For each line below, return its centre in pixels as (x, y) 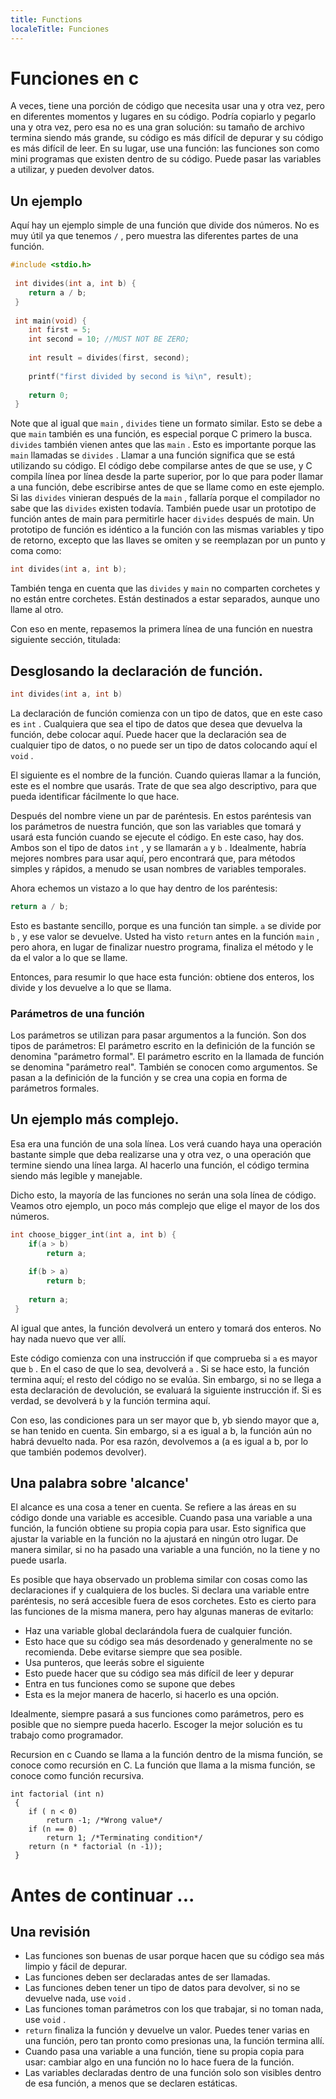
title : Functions (46, 19)
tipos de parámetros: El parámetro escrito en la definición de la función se (163, 1045)
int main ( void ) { (50, 321)
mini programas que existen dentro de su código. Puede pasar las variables (166, 159)
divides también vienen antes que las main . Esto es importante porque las (163, 445)
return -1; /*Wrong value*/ (104, 1821)
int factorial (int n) (57, 1794)
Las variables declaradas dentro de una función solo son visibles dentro (173, 2073)
